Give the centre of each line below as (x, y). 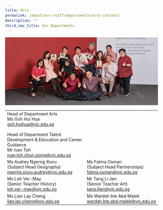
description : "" (21, 20)
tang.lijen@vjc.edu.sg (108, 189)
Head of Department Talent (34, 134)
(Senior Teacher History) (32, 184)
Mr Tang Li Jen (102, 179)
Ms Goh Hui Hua (24, 119)
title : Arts (17, 10)
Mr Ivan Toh (19, 150)
